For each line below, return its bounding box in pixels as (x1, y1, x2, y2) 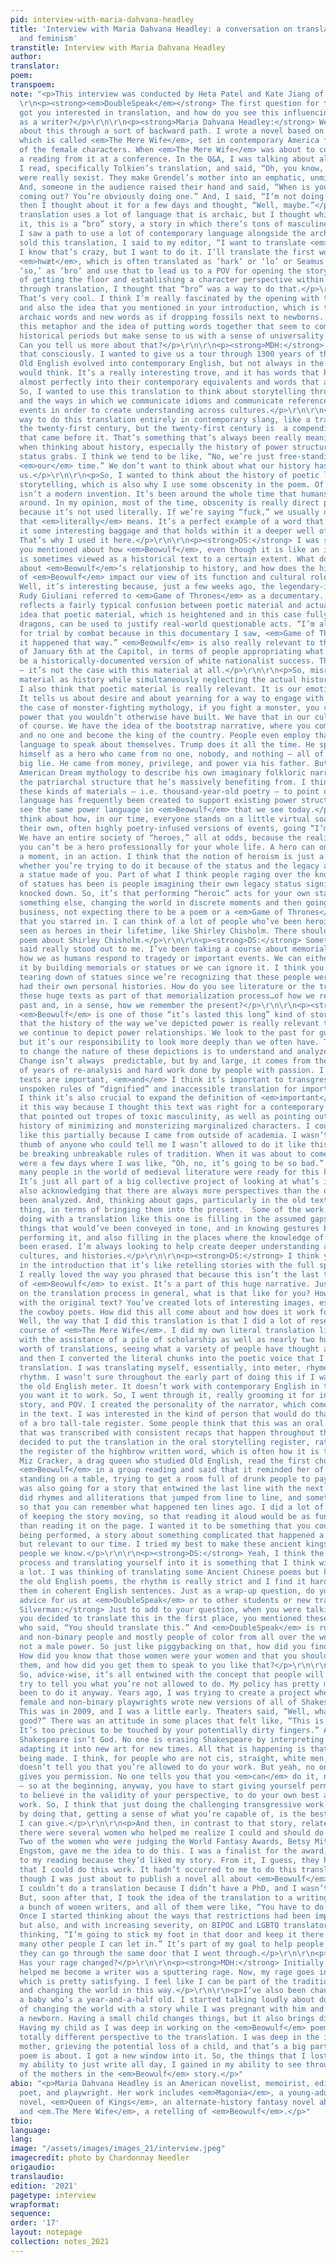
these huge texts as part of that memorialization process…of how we (19, 991, 315, 1001)
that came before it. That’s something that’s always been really (19, 433, 302, 443)
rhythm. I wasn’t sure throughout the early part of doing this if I (19, 1372, 315, 1382)
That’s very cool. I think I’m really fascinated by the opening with (19, 294, 320, 304)
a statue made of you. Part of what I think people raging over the (19, 870, 311, 880)
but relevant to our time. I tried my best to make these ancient (19, 1539, 302, 1550)
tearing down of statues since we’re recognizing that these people (19, 972, 311, 982)
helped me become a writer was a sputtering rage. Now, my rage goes (19, 1967, 315, 1977)
